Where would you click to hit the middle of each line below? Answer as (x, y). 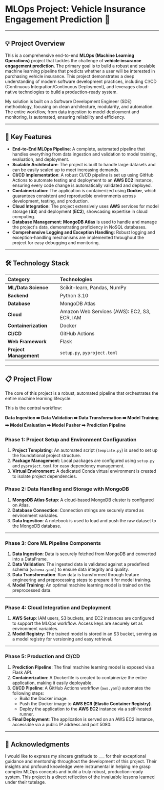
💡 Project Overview (35, 43)
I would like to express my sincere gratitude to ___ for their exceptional (76, 756)
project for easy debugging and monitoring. (56, 242)
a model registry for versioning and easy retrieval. (62, 639)
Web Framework (27, 342)
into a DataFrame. (30, 559)
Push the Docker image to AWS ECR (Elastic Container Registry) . (86, 703)
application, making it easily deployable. (52, 683)
